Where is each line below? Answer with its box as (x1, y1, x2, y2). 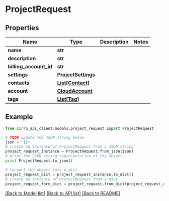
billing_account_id (8, 63, 53, 70)
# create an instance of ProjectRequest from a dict (5, 176, 118, 181)
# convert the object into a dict (5, 167, 78, 172)
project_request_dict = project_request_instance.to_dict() (5, 172, 134, 177)
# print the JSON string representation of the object (5, 154, 123, 159)
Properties (5, 24, 39, 32)
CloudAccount (57, 88, 93, 94)
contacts (8, 79, 30, 86)
